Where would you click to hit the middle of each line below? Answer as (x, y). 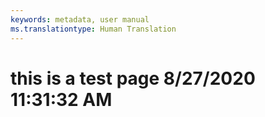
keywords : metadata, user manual (80, 19)
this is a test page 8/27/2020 (133, 78)
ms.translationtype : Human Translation (93, 29)
